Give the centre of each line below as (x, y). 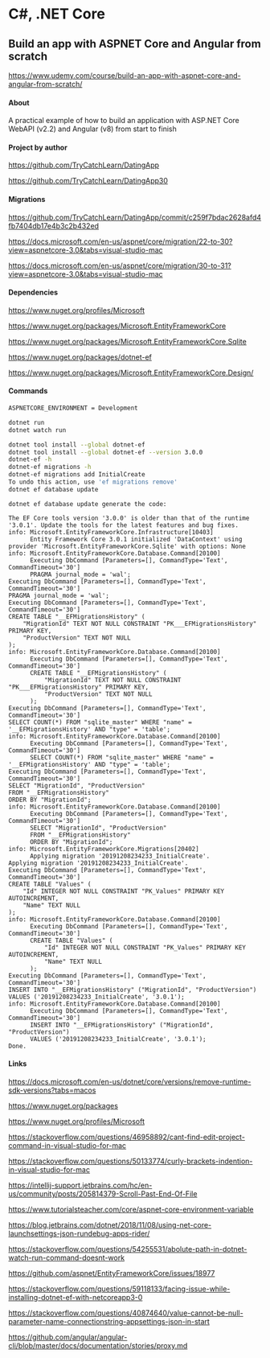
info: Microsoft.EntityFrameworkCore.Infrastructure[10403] (111, 532)
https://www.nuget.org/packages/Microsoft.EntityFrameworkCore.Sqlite (127, 341)
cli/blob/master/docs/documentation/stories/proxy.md (98, 1345)
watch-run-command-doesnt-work (67, 1257)
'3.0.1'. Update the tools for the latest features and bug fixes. (124, 525)
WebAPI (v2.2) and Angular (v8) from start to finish (92, 129)
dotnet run (27, 422)
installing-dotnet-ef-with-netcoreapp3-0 (76, 1297)
